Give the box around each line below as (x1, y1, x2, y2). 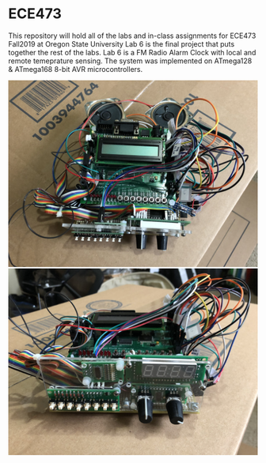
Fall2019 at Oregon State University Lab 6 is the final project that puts (8, 39, 235, 48)
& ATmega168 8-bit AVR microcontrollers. (8, 64, 143, 73)
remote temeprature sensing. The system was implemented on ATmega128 (8, 56, 253, 66)
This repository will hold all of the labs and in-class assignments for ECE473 (8, 31, 256, 40)
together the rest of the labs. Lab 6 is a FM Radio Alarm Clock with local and (8, 47, 256, 57)
